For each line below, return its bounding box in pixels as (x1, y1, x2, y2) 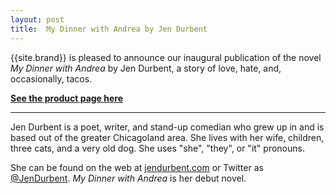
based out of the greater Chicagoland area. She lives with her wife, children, (10, 131, 325, 143)
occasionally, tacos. (10, 72, 93, 85)
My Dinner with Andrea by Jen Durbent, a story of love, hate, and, (10, 62, 282, 74)
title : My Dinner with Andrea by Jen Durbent (10, 24, 208, 34)
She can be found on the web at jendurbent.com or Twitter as (10, 161, 264, 173)
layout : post (10, 14, 65, 25)
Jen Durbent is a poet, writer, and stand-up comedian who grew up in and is (10, 121, 325, 133)
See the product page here (10, 92, 124, 104)
